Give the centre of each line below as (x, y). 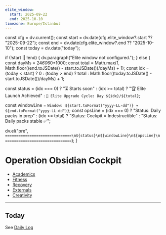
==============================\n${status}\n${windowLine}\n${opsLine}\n (83, 136)
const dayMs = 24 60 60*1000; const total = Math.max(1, (62, 63)
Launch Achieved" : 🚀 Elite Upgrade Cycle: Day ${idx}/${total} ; (73, 96)
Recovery (22, 185)
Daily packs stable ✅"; (28, 121)
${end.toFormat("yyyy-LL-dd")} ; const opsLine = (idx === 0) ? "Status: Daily (83, 111)
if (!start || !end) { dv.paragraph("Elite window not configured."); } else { (78, 58)
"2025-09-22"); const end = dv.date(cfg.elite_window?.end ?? (68, 43)
